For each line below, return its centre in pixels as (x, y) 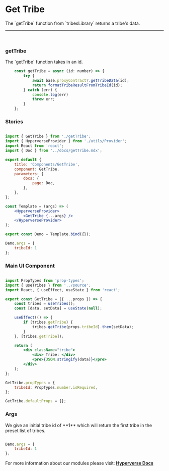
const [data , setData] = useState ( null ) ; (58, 308)
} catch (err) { (40, 90)
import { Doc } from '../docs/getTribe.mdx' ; (54, 151)
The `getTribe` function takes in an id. (44, 62)
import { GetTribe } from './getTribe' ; (48, 137)
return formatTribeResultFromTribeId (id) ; (77, 85)
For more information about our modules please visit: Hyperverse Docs (79, 463)
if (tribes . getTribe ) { (48, 322)
